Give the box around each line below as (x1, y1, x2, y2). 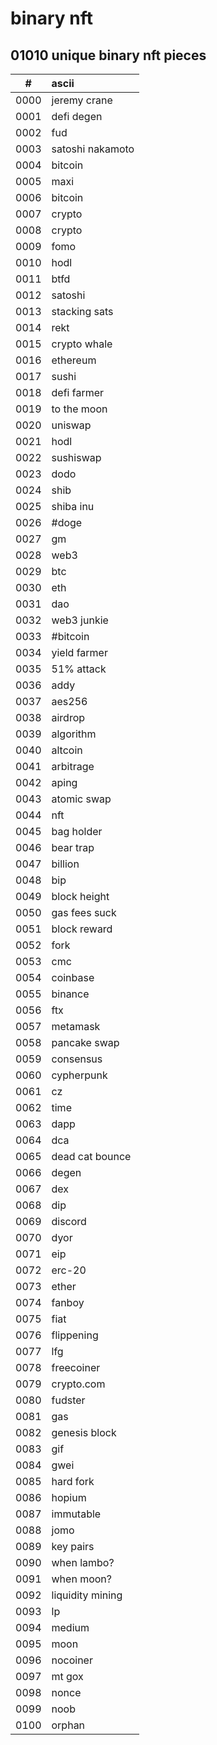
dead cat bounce (51, 1150, 132, 1163)
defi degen (51, 110, 103, 123)
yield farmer (51, 646, 108, 659)
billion (51, 857, 80, 871)
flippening (51, 1328, 99, 1342)
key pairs (51, 1540, 95, 1553)
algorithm (51, 727, 97, 741)
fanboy (51, 1296, 85, 1309)
